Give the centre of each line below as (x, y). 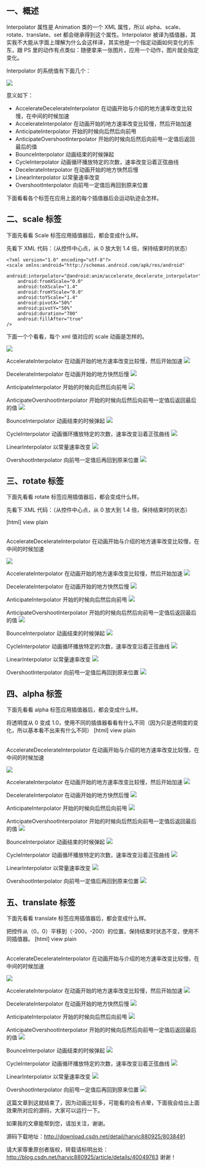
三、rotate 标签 (35, 481)
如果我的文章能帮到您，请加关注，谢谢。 (57, 1123)
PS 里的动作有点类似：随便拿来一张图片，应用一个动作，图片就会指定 (111, 50)
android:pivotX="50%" (45, 302)
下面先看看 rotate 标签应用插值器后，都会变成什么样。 (74, 497)
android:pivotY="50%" (45, 308)
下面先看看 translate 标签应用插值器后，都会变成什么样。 (78, 919)
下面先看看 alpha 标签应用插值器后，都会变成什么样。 (74, 710)
